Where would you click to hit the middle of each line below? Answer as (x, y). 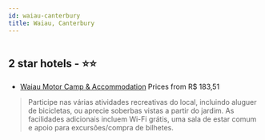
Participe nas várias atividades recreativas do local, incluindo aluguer (142, 102)
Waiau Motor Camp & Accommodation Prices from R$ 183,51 (120, 87)
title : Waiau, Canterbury (51, 23)
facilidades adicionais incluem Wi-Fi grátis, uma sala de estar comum (142, 119)
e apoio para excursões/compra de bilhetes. (100, 128)
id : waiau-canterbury (44, 16)
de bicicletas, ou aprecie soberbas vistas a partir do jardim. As (131, 111)
